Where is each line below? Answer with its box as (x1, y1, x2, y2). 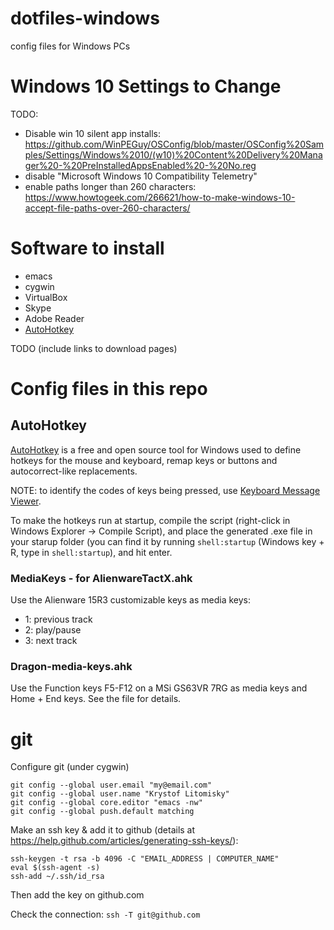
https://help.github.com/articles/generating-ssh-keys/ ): (10, 835, 239, 847)
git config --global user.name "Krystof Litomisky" (10, 789, 230, 799)
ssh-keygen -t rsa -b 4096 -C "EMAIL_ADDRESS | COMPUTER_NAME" (10, 854, 280, 864)
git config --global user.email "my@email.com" (10, 780, 213, 791)
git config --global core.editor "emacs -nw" (10, 798, 203, 808)
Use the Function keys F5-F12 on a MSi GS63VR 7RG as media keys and (10, 682, 308, 694)
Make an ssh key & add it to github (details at (10, 824, 196, 836)
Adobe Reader (24, 312, 85, 324)
